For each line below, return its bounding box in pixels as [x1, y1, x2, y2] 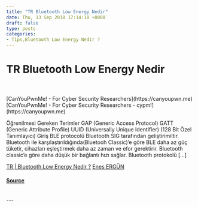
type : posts [6, 25, 36, 32]
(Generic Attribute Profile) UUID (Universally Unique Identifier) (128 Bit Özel [6, 125, 192, 133]
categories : [6, 31, 36, 37]
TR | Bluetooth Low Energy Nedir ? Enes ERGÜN [6, 163, 124, 170]
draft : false [6, 20, 39, 26]
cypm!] [136, 101, 154, 109]
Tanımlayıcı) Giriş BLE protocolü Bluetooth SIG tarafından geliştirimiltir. [6, 132, 179, 139]
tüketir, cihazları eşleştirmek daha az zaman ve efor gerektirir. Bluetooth [6, 145, 184, 152]
